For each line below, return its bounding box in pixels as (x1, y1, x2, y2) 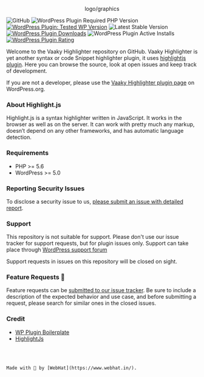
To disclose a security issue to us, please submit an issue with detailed (6, 198, 183, 205)
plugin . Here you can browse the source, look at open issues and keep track (6, 61, 197, 68)
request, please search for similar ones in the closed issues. (6, 299, 157, 307)
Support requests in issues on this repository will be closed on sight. (6, 258, 177, 265)
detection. (6, 133, 32, 141)
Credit (6, 315, 25, 323)
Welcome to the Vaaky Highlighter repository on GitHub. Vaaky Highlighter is (6, 48, 198, 55)
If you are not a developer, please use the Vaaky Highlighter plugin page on (6, 79, 195, 86)
